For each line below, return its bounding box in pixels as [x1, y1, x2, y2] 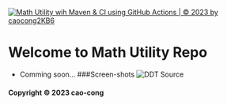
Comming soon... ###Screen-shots [19, 69, 135, 79]
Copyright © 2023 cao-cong [8, 88, 104, 97]
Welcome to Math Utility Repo [8, 43, 208, 62]
